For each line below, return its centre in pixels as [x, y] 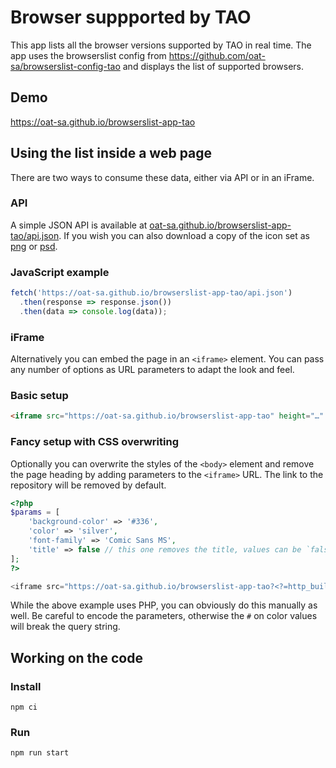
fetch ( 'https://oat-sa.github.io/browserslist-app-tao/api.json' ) [151, 293]
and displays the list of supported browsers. [213, 66]
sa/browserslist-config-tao [65, 66]
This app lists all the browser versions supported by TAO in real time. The [161, 45]
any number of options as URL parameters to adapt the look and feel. [152, 370]
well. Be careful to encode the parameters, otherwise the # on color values [164, 616]
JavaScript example [60, 272]
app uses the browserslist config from [88, 55]
